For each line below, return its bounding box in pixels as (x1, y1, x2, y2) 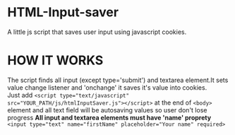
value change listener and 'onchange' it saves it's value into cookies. (7, 83, 207, 92)
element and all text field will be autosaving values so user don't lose (7, 105, 207, 114)
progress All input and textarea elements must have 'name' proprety (7, 113, 212, 122)
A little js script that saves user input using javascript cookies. (7, 28, 187, 36)
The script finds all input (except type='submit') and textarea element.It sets (7, 76, 229, 84)
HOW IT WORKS (7, 52, 104, 69)
